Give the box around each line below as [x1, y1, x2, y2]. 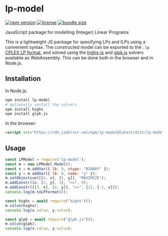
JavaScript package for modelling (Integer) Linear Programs [5, 29, 129, 35]
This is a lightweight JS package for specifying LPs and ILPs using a [5, 38, 146, 45]
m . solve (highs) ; [5, 203, 39, 208]
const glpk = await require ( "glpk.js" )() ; [5, 217, 95, 222]
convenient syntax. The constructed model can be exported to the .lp [5, 44, 150, 50]
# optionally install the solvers [5, 102, 77, 107]
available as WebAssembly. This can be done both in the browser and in [5, 54, 153, 60]
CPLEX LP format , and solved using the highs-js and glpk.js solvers [5, 49, 144, 55]
